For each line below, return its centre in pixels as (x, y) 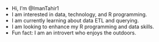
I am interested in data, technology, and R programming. (79, 14)
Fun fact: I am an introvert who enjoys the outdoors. (74, 33)
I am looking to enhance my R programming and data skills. (83, 26)
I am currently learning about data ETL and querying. (75, 20)
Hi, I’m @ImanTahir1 (35, 8)
